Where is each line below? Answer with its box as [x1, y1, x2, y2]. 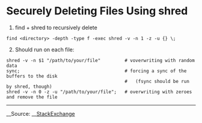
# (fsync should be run [124, 78, 189, 84]
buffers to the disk [6, 73, 58, 79]
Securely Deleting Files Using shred [6, 4, 188, 18]
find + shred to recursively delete [14, 24, 97, 31]
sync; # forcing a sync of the [6, 67, 187, 74]
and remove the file [6, 94, 58, 100]
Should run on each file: [14, 46, 75, 53]
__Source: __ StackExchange [6, 110, 75, 117]
